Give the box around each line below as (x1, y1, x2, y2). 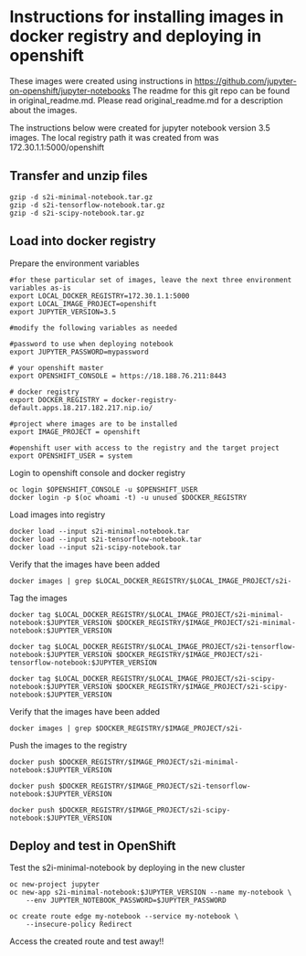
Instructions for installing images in (9, 6, 285, 27)
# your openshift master (9, 363, 104, 372)
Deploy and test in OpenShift (9, 838, 176, 854)
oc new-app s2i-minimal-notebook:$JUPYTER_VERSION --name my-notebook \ (9, 888, 292, 898)
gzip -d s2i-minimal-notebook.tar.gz (9, 192, 153, 202)
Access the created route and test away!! (9, 936, 164, 947)
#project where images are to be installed (9, 419, 178, 429)
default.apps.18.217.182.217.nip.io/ (9, 403, 153, 412)
